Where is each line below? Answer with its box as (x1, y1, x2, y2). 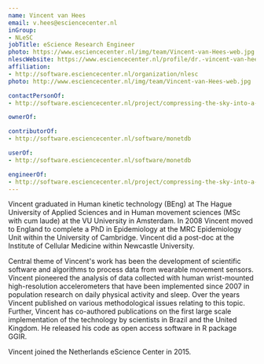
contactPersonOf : (8, 91, 65, 99)
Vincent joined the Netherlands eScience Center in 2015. (8, 347, 192, 357)
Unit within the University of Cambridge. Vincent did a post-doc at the (8, 233, 234, 243)
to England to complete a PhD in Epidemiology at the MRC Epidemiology (8, 225, 242, 234)
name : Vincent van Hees (8, 11, 86, 20)
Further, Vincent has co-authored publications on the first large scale (8, 306, 232, 316)
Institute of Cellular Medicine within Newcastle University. (8, 241, 195, 251)
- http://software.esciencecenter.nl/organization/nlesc (8, 70, 199, 78)
